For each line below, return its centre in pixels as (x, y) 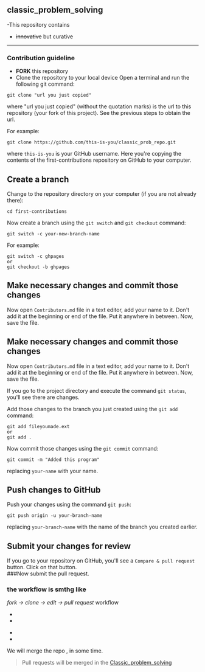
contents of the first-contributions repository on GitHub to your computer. (99, 160)
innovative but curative (44, 36)
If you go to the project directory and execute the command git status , (97, 390)
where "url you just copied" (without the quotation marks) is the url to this (99, 106)
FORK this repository (42, 71)
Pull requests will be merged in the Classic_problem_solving (97, 663)
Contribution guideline (41, 58)
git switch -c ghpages (36, 256)
